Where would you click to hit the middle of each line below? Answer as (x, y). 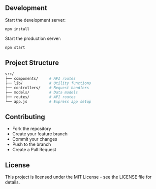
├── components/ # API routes (41, 79)
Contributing (25, 117)
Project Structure (32, 63)
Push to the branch (31, 144)
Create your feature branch (40, 134)
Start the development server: (35, 20)
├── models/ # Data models (42, 92)
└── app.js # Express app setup (48, 101)
